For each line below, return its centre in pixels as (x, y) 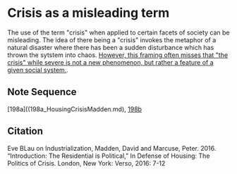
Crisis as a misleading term (89, 13)
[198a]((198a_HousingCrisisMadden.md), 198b (75, 109)
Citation (25, 131)
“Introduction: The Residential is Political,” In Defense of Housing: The (109, 156)
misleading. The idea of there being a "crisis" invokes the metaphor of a (112, 39)
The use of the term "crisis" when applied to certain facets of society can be (119, 32)
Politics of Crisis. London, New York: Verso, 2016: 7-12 (86, 163)
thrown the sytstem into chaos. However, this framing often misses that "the (117, 55)
